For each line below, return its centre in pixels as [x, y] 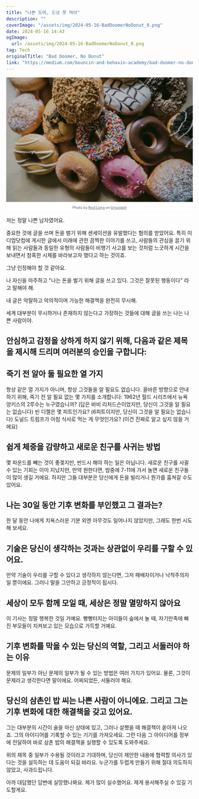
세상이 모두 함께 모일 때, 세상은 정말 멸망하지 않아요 [94, 603]
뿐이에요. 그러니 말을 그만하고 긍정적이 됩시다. [65, 582]
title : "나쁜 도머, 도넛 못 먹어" [43, 12]
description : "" [26, 19]
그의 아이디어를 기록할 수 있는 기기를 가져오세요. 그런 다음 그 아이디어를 [96, 735]
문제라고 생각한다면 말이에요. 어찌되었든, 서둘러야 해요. [69, 680]
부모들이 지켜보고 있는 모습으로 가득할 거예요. [65, 626]
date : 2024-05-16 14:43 [36, 31]
